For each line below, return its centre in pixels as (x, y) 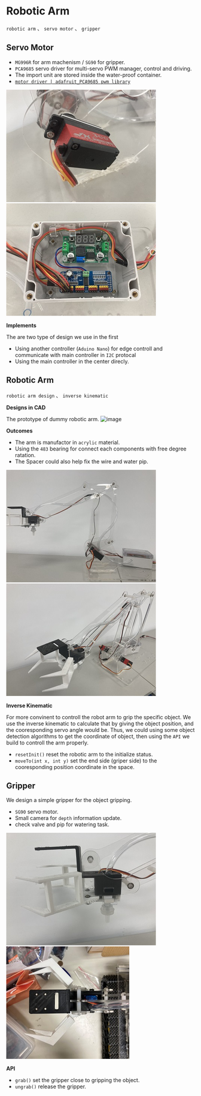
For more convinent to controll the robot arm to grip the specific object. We (99, 717)
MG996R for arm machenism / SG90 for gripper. (70, 62)
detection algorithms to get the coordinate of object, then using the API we (98, 736)
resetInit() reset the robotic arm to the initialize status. (84, 754)
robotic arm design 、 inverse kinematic (57, 395)
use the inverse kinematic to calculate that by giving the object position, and (100, 723)
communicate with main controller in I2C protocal (75, 355)
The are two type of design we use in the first (62, 337)
